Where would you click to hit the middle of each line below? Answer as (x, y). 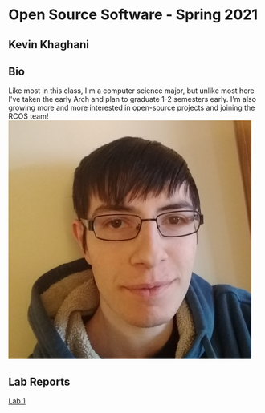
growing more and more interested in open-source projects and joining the (132, 108)
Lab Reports (39, 381)
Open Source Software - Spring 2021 (133, 15)
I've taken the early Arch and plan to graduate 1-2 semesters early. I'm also (132, 99)
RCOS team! (29, 116)
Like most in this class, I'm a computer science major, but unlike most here (131, 91)
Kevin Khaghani (49, 45)
